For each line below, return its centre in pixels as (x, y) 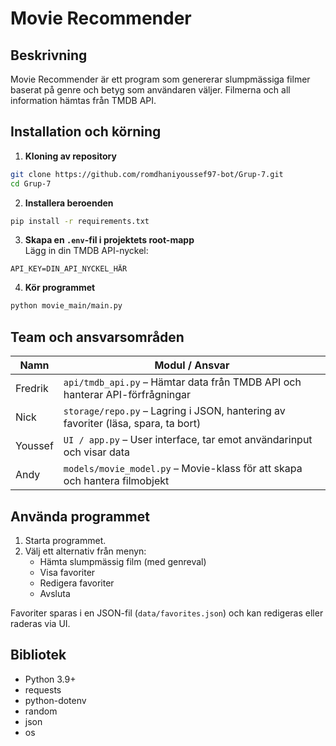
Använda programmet (80, 516)
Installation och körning (86, 132)
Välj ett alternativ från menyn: (85, 551)
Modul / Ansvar (192, 365)
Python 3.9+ (50, 679)
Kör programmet (60, 288)
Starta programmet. (65, 540)
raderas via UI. (40, 623)
